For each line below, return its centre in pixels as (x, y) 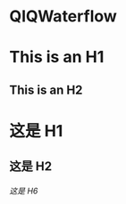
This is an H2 (46, 90)
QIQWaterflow (63, 16)
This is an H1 (57, 57)
